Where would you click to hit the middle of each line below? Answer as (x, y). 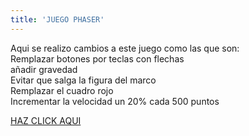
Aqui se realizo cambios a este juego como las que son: (125, 48)
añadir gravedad (44, 69)
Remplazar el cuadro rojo (62, 90)
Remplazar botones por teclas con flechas (97, 58)
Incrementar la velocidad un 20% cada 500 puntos (115, 101)
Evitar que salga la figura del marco (83, 80)
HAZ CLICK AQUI (46, 120)
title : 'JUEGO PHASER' (57, 19)
